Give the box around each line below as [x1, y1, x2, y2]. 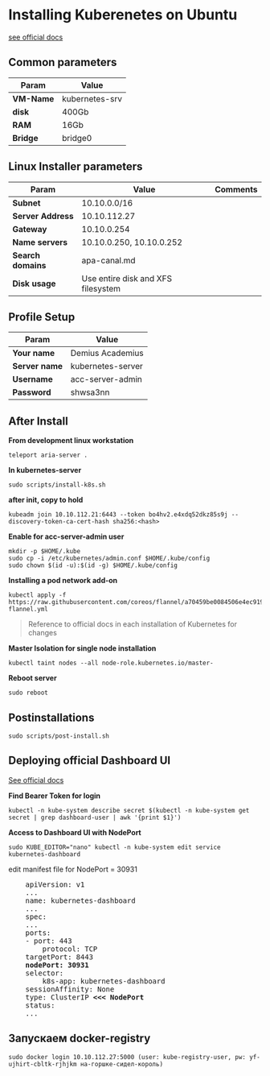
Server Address [12, 210, 74, 221]
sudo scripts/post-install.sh [8, 732, 110, 740]
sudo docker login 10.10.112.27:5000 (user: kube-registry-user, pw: [8, 1053, 247, 1061]
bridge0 [61, 132, 92, 143]
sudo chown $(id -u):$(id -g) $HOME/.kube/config [8, 561, 178, 569]
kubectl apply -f [8, 591, 67, 599]
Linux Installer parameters [8, 159, 143, 174]
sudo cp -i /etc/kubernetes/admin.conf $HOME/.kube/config [8, 554, 211, 563]
